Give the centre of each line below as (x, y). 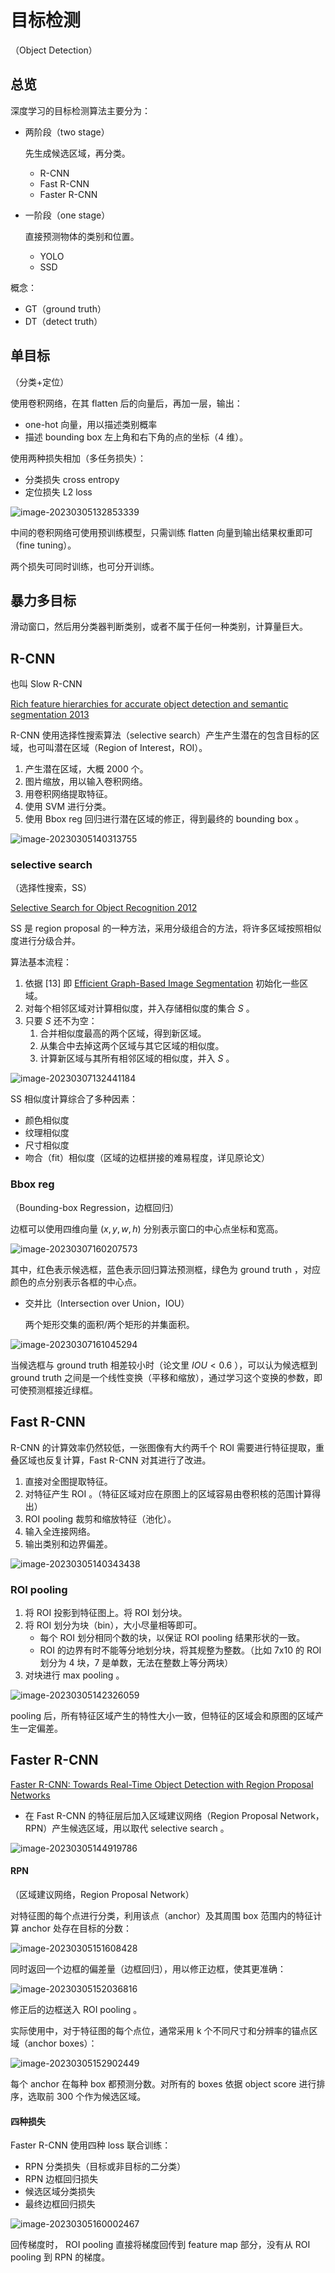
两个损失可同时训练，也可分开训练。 (85, 566)
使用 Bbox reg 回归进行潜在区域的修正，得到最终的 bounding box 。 (164, 819)
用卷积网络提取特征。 (68, 794)
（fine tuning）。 (43, 545)
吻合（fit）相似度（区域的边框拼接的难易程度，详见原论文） (147, 1158)
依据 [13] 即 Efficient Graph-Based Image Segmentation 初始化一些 (162, 983)
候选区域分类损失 (60, 2192)
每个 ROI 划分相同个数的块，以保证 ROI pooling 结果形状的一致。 (172, 1637)
